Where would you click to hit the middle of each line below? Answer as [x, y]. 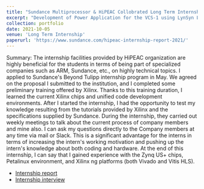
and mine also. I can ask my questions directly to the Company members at [100, 129]
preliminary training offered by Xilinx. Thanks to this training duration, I [94, 90]
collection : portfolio [35, 23]
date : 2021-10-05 [28, 29]
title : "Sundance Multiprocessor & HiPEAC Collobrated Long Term [90, 12]
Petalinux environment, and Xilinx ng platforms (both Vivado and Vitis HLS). [101, 161]
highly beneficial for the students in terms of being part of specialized [93, 64]
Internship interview [40, 180]
